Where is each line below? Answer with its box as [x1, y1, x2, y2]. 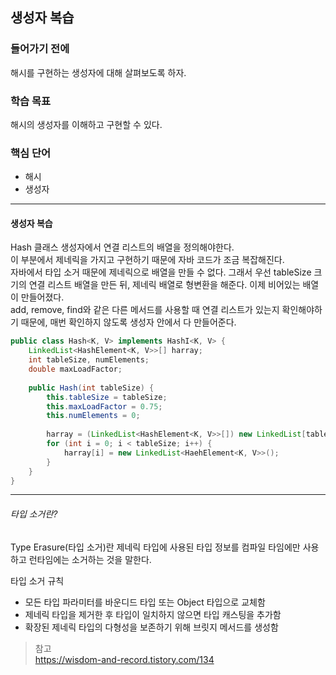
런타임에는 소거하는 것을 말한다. [28, 553, 152, 565]
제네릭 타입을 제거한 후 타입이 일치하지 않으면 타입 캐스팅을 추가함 [24, 608, 282, 620]
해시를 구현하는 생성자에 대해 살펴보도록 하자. [10, 66, 187, 78]
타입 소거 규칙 [10, 574, 65, 587]
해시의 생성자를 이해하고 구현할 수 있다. [10, 118, 163, 130]
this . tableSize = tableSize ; [46, 392, 168, 402]
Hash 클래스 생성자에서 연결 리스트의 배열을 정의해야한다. [10, 241, 235, 253]
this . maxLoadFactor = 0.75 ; [46, 401, 163, 412]
